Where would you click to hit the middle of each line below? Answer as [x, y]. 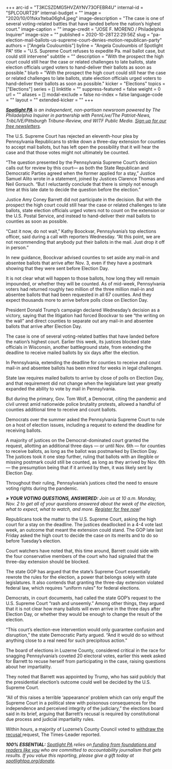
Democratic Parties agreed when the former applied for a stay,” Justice [81, 173]
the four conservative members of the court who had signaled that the [80, 556]
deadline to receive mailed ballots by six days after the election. [73, 352]
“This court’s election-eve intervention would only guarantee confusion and [85, 629]
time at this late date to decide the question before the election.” [73, 190]
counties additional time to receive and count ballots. [61, 410]
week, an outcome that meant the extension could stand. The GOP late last [84, 530]
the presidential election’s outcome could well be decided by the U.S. [78, 682]
